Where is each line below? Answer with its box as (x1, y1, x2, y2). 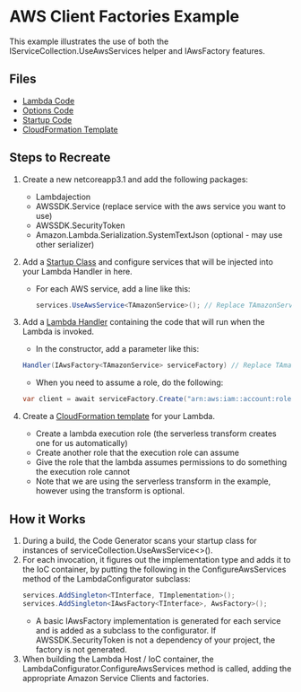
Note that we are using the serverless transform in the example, (35, 476, 271, 486)
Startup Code (21, 114, 73, 125)
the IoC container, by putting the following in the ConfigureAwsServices (21, 564, 287, 574)
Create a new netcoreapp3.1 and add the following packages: (21, 173, 249, 185)
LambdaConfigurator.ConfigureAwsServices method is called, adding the (21, 662, 292, 674)
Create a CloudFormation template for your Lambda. (21, 411, 215, 422)
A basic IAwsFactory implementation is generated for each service (35, 615, 281, 626)
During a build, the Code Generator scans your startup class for (21, 536, 257, 546)
